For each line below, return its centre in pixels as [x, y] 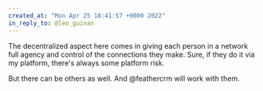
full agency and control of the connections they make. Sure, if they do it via [131, 54]
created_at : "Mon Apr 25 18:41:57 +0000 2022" [87, 16]
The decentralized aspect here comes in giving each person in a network [128, 45]
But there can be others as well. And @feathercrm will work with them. [124, 78]
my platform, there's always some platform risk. [86, 63]
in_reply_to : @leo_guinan [51, 23]
